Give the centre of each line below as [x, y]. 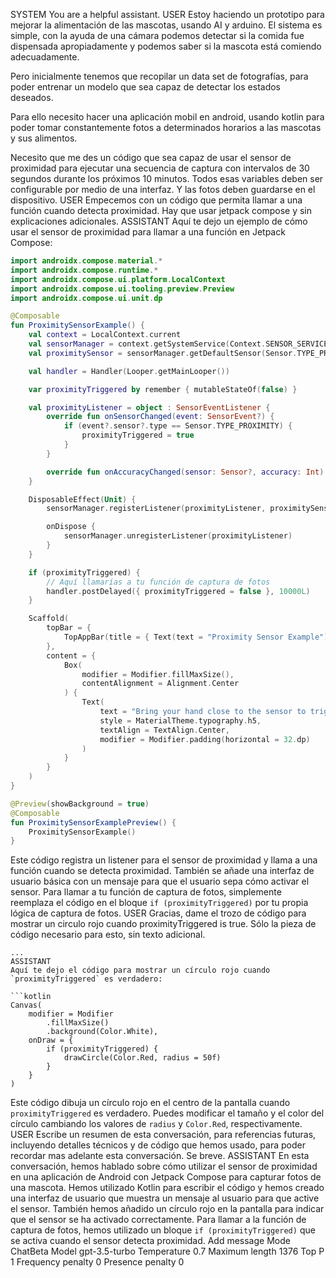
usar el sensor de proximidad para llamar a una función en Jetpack [148, 232]
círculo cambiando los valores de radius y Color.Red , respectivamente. [156, 1124]
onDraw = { [51, 1040]
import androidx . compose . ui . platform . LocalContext [118, 279]
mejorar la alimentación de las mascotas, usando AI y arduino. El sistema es [166, 25]
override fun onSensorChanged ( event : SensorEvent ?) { [160, 417]
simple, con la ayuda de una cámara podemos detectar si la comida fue [157, 35]
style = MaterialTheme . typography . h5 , [180, 720]
